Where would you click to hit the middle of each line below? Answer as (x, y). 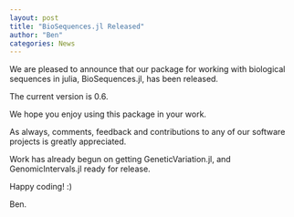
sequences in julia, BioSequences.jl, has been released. (114, 79)
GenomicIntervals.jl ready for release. (80, 169)
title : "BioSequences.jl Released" (77, 26)
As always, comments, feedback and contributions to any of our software (147, 132)
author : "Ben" (37, 35)
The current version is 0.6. (59, 97)
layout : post (34, 18)
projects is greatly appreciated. (68, 141)
